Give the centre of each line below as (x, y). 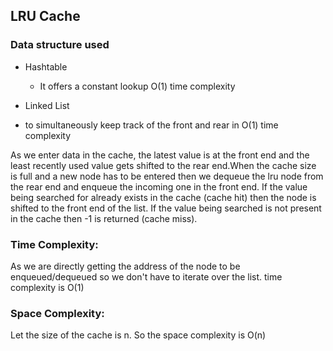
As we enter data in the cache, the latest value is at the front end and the (160, 155)
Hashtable (46, 66)
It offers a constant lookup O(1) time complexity (137, 86)
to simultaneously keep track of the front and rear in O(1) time (151, 125)
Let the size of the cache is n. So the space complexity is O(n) (138, 335)
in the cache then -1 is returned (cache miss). (104, 218)
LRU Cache (45, 16)
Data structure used (60, 45)
